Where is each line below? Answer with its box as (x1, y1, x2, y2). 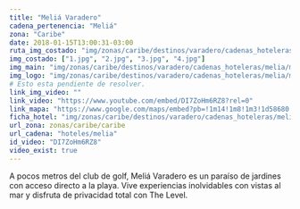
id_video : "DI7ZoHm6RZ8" (9, 138, 102, 146)
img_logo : (9, 71, 46, 80)
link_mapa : (9, 104, 50, 113)
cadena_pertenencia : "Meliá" (9, 21, 118, 30)
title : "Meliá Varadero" (9, 13, 102, 22)
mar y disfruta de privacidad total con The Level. (9, 189, 188, 200)
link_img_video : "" (9, 88, 82, 96)
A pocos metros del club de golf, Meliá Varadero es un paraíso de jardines (9, 171, 281, 181)
